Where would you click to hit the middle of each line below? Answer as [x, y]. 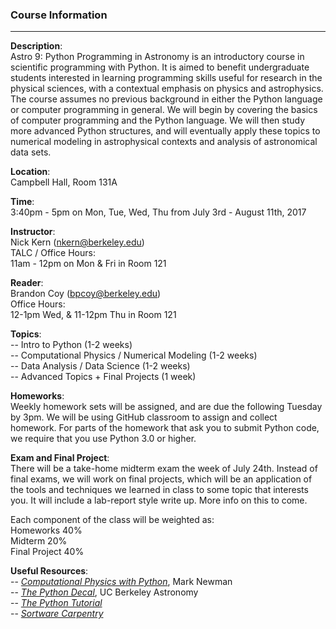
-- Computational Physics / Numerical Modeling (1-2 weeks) [134, 355]
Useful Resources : [49, 571]
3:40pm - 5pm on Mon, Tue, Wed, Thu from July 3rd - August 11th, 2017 [158, 212]
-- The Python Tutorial [56, 603]
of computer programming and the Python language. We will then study [158, 120]
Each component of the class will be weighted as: [112, 520]
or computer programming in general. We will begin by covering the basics [164, 110]
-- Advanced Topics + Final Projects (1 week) [103, 377]
